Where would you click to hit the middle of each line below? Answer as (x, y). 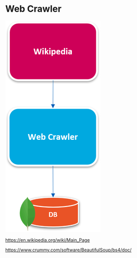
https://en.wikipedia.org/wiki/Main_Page (48, 240)
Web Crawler (34, 9)
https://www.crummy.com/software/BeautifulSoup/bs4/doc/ (68, 250)
